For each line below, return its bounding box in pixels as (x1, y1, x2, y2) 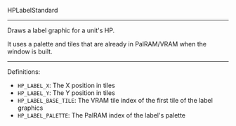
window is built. (7, 47, 53, 56)
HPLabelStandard (7, 6, 58, 14)
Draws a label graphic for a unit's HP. (7, 26, 115, 34)
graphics (17, 103, 44, 112)
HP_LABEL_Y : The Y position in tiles (17, 89, 116, 97)
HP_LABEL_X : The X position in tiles (17, 81, 116, 89)
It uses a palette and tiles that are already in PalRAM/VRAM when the (7, 40, 207, 48)
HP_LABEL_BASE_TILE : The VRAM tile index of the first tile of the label (17, 96, 213, 104)
